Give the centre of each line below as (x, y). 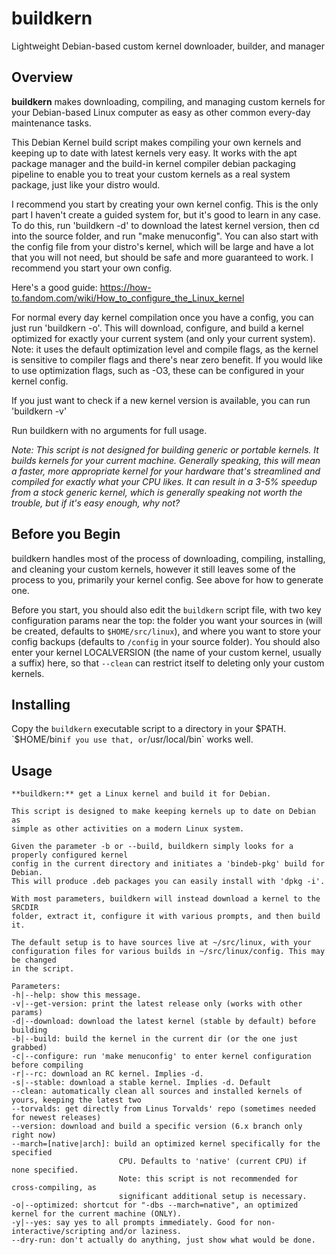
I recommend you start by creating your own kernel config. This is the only (165, 204)
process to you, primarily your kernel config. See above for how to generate (167, 579)
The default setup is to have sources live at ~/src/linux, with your (161, 943)
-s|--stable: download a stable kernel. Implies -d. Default (141, 1083)
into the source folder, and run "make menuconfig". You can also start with (165, 236)
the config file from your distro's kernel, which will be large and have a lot (162, 246)
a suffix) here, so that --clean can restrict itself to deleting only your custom (168, 663)
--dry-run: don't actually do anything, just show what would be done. (163, 1240)
